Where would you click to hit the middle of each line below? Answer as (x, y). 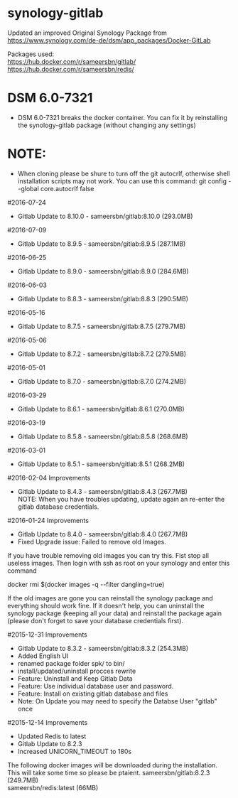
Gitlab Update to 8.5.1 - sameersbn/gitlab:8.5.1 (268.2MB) (101, 464)
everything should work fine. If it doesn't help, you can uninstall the (106, 605)
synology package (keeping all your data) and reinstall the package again (115, 613)
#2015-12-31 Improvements (47, 635)
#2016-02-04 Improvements (49, 478)
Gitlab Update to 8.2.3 (50, 743)
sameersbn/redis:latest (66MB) (53, 787)
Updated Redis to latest (52, 736)
